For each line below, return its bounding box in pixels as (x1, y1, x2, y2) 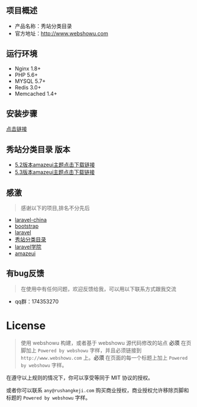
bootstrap (14, 222, 39, 230)
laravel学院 (14, 243, 42, 250)
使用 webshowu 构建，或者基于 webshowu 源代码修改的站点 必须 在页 (20, 339, 192, 346)
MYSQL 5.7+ (14, 77, 46, 85)
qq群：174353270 (14, 298, 59, 305)
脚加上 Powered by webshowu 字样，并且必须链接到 (20, 347, 142, 354)
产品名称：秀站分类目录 (14, 22, 72, 30)
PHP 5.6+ (14, 71, 38, 78)
